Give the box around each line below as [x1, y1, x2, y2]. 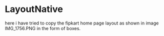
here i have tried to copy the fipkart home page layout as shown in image [5, 20, 159, 26]
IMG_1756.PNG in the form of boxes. [5, 25, 81, 31]
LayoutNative [5, 3, 64, 15]
